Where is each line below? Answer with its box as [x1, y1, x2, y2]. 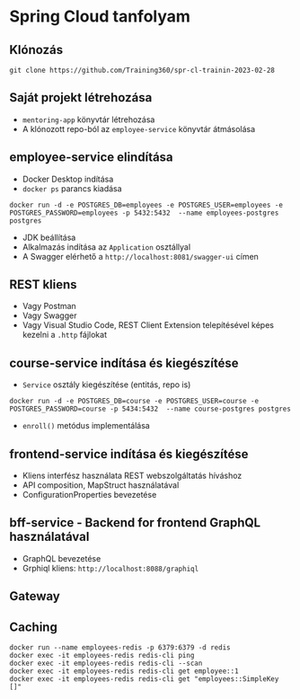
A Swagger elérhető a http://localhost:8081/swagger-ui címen [22, 251, 259, 261]
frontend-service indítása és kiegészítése [9, 447, 249, 462]
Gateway [9, 588, 60, 604]
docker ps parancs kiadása [22, 182, 123, 194]
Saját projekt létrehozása [9, 90, 153, 105]
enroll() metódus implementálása [22, 420, 150, 431]
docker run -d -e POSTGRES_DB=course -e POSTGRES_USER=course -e [9, 397, 259, 406]
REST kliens [9, 277, 78, 293]
